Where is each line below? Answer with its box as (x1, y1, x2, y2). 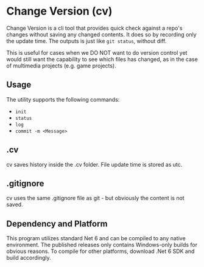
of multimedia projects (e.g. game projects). (6, 62, 117, 69)
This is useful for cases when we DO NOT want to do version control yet (6, 49, 188, 56)
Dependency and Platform (6, 218, 108, 229)
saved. (6, 201, 23, 208)
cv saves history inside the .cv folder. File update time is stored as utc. (6, 161, 183, 168)
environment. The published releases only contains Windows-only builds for (6, 241, 198, 249)
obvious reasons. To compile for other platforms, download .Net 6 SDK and (6, 248, 195, 255)
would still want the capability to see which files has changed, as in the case (6, 55, 198, 63)
